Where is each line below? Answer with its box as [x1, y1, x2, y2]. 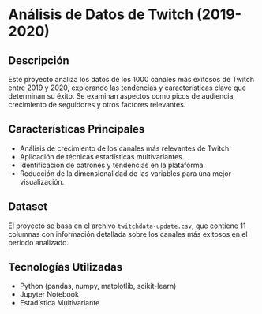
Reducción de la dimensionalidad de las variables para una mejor [19, 168, 231, 178]
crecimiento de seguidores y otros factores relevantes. [8, 100, 186, 109]
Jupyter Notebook [19, 290, 79, 299]
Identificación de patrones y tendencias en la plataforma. [19, 160, 206, 170]
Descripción [8, 54, 69, 67]
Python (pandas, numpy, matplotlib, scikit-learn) [19, 282, 177, 291]
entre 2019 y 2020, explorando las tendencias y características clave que [8, 83, 246, 92]
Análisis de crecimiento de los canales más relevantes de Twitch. [19, 144, 231, 153]
